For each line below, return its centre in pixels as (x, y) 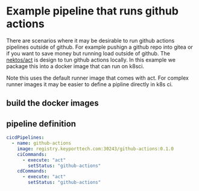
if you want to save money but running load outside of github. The (88, 53)
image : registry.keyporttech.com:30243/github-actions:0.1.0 (95, 149)
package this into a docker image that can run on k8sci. (75, 66)
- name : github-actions (41, 143)
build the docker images (53, 103)
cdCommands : (32, 171)
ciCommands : (32, 154)
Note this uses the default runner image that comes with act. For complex (97, 78)
